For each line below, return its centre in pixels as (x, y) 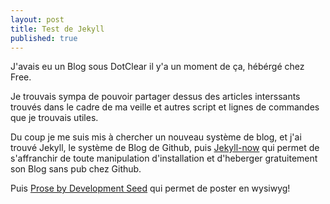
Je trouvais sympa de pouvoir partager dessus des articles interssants (155, 97)
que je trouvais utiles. (54, 118)
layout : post (37, 19)
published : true (44, 38)
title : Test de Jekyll (57, 29)
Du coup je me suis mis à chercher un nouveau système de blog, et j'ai (156, 137)
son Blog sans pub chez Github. (76, 169)
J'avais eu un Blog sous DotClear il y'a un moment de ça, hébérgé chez (157, 67)
